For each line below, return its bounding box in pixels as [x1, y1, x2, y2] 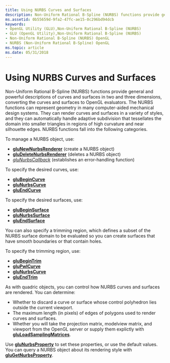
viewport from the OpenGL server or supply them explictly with [12, 326, 144, 333]
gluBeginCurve [12, 176, 46, 183]
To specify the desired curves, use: [5, 167, 79, 173]
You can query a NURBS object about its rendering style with [5, 347, 133, 353]
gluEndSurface [12, 218, 46, 224]
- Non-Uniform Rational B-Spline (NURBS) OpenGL [5, 36, 110, 41]
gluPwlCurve [12, 263, 41, 270]
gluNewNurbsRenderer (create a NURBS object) [12, 146, 115, 152]
